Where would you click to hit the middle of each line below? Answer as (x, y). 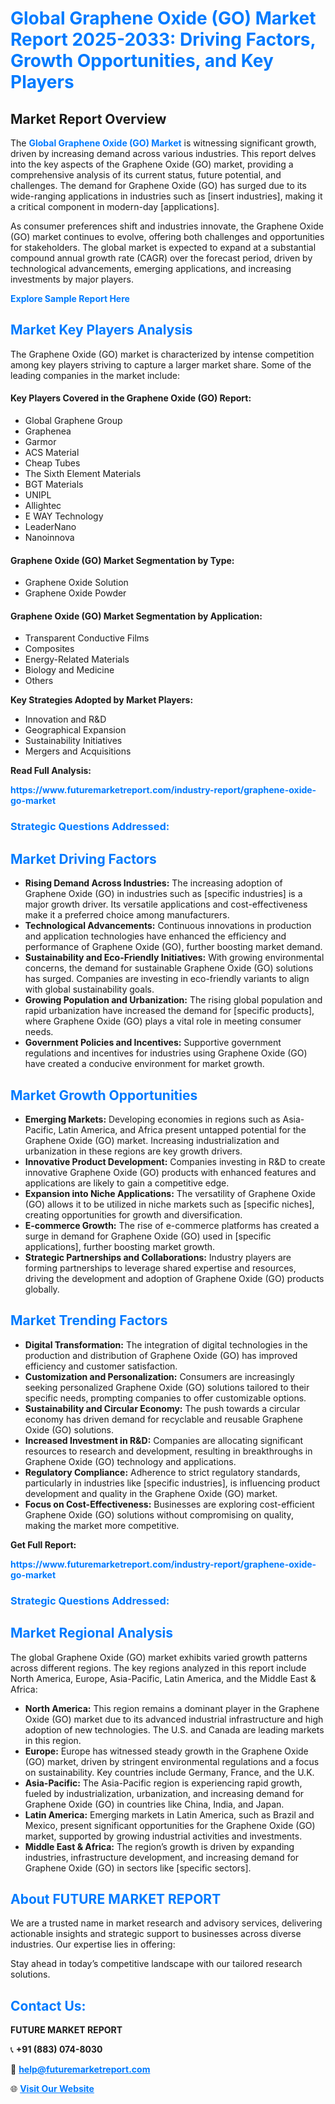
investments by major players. (72, 279)
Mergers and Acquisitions (78, 751)
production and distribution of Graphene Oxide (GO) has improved (161, 1355)
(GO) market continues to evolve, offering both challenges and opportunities (167, 236)
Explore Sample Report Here (70, 298)
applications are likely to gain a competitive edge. (127, 1183)
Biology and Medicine (69, 670)
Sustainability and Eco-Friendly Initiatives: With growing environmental (174, 958)
